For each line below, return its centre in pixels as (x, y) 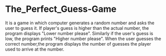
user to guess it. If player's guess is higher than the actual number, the (77, 28)
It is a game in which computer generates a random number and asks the (80, 23)
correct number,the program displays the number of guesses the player (78, 44)
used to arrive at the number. (35, 49)
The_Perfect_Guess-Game (61, 9)
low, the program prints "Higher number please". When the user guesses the (83, 39)
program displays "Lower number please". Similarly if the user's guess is (79, 33)
